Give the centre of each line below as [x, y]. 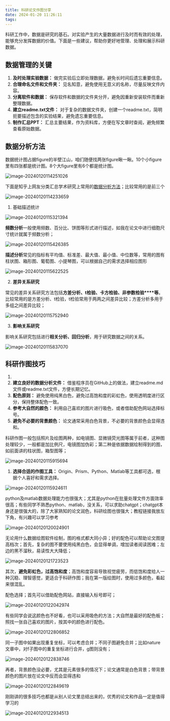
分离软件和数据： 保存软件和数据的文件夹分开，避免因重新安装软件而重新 [89, 97]
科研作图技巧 [25, 364]
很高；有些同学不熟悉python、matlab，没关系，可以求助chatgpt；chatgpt [82, 505]
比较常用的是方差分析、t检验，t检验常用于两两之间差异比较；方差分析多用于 [84, 299]
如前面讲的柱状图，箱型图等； [36, 451]
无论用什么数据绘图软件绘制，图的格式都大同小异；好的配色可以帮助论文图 [83, 538]
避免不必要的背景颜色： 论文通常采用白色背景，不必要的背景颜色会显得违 [89, 421]
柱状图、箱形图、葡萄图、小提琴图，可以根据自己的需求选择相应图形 [76, 261]
